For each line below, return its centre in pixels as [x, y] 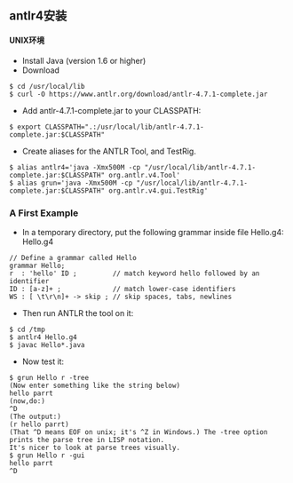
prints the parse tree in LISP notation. [87, 439]
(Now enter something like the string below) [95, 385]
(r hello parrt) [39, 424]
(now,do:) [28, 401]
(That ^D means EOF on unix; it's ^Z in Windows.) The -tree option [139, 432]
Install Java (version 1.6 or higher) [84, 60]
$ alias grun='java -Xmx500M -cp [71, 183]
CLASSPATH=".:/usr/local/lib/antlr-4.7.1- [124, 127]
